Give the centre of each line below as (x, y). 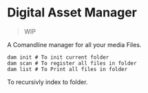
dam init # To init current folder (58, 57)
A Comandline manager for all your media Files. (74, 44)
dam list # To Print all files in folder (67, 69)
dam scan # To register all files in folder (72, 63)
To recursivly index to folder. (47, 82)
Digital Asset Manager (72, 13)
